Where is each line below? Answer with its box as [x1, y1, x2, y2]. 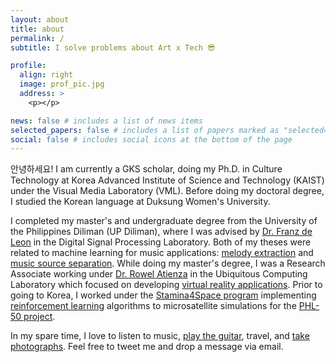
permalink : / [10, 33, 65, 43]
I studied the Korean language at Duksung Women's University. [10, 196, 271, 208]
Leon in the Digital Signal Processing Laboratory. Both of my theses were [10, 236, 312, 248]
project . [23, 311, 56, 323]
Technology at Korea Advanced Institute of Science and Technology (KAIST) [10, 174, 325, 186]
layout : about [10, 14, 70, 25]
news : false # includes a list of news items [10, 116, 203, 126]
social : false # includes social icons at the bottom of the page [10, 134, 293, 145]
